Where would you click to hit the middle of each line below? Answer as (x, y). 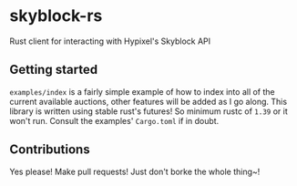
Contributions (50, 150)
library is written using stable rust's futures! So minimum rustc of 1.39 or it (149, 111)
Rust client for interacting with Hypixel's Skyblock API (110, 41)
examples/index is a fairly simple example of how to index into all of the (142, 91)
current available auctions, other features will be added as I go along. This (148, 101)
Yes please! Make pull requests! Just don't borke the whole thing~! (135, 171)
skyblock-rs (56, 16)
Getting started (54, 70)
